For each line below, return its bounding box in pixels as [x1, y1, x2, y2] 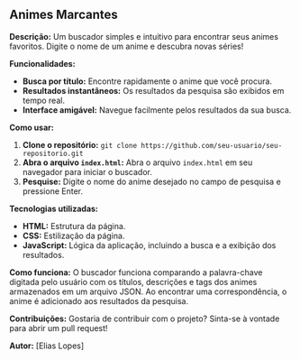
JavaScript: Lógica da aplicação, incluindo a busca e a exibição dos [22, 239, 277, 251]
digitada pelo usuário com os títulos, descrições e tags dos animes [9, 276, 258, 287]
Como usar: [9, 122, 54, 133]
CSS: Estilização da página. [22, 230, 125, 241]
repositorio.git [22, 149, 84, 158]
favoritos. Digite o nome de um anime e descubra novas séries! [9, 41, 244, 51]
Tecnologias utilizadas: [9, 203, 99, 214]
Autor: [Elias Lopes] [9, 340, 85, 351]
